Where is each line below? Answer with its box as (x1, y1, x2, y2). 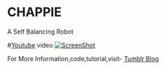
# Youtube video (7, 41, 53, 49)
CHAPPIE (7, 4, 62, 20)
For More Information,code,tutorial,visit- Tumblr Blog (7, 54, 159, 63)
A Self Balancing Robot (7, 27, 74, 36)
